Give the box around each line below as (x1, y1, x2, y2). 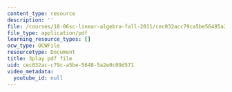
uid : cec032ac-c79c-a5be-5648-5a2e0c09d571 (7, 62, 135, 68)
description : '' (7, 17, 54, 24)
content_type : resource (7, 10, 76, 17)
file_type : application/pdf (7, 29, 88, 37)
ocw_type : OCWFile (7, 42, 60, 49)
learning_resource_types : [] (7, 36, 91, 43)
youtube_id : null (13, 74, 64, 82)
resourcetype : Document (7, 49, 76, 56)
